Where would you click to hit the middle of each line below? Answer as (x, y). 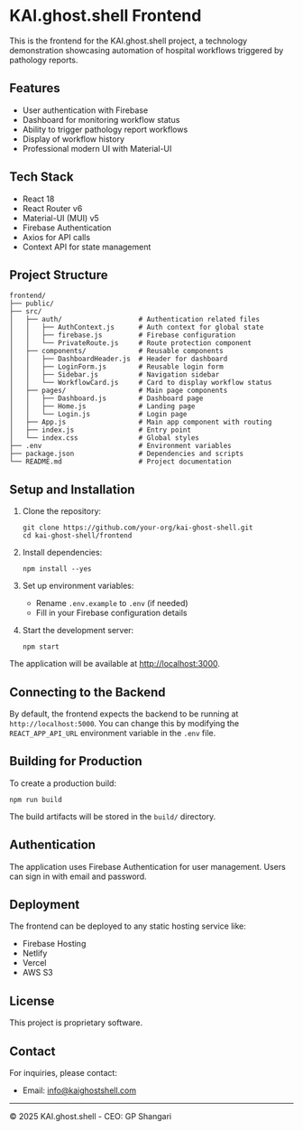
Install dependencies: (62, 553)
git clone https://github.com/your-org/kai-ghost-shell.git (138, 528)
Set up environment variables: (78, 586)
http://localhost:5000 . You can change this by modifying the (124, 723)
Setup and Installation (72, 489)
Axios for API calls (56, 237)
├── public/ (32, 304)
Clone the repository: (62, 511)
